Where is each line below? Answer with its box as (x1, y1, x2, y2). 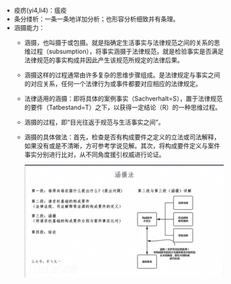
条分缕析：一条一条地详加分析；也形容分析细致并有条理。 (13, 15, 179, 23)
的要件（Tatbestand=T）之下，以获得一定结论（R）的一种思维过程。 (24, 104, 222, 111)
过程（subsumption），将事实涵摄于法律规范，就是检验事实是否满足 (30, 48, 224, 55)
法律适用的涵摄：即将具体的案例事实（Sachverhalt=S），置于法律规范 (24, 94, 223, 103)
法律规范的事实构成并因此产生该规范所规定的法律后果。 (24, 56, 184, 64)
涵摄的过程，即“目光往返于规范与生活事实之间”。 (24, 118, 165, 126)
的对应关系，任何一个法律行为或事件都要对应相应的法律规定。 (24, 80, 202, 87)
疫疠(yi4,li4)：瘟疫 (13, 6, 67, 14)
